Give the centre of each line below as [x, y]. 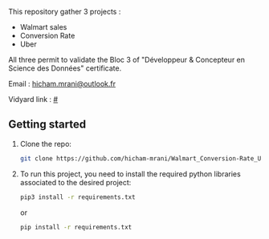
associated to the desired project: [75, 182]
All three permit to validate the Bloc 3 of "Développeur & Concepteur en [127, 60]
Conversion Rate [47, 36]
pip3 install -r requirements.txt [77, 197]
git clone [37, 158]
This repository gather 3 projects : [65, 12]
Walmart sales [43, 27]
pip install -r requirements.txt [76, 227]
